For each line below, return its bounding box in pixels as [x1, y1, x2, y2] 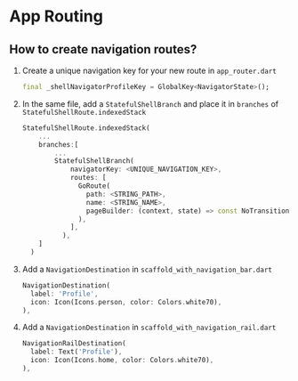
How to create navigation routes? [9, 42, 197, 57]
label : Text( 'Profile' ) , [30, 347, 123, 357]
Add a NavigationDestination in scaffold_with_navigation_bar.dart [21, 263, 273, 274]
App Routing [9, 6, 104, 27]
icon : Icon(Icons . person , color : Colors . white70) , [30, 297, 222, 306]
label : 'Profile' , [30, 289, 99, 298]
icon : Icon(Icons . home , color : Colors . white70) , [30, 356, 214, 365]
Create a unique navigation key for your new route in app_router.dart [21, 65, 278, 76]
